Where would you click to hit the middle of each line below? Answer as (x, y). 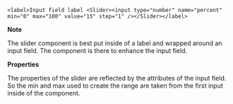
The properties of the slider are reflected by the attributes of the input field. (117, 78)
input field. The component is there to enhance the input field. (97, 51)
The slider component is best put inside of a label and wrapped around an (115, 43)
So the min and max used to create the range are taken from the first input (115, 86)
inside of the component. (44, 93)
